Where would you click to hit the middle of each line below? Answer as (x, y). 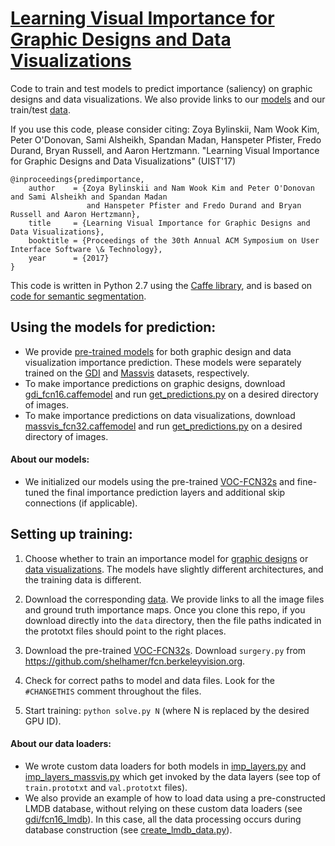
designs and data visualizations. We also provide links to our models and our (168, 99)
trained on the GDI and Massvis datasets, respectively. (137, 373)
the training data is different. (83, 579)
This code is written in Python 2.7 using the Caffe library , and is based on (161, 285)
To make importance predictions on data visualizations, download (160, 415)
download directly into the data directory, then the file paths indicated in (173, 620)
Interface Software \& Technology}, (86, 249)
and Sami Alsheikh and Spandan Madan (89, 197)
